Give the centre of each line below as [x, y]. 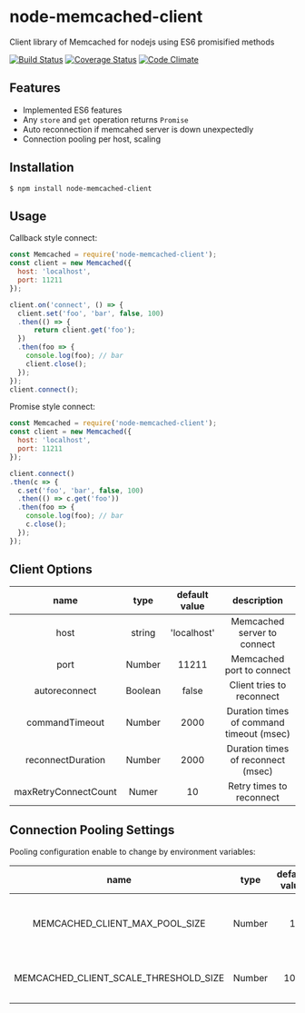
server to [257, 633]
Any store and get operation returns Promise [105, 119]
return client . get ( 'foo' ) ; [84, 330]
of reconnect [258, 760]
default [192, 595]
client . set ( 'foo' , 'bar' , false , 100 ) [91, 313]
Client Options [51, 570]
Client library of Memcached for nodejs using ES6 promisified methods [142, 42]
